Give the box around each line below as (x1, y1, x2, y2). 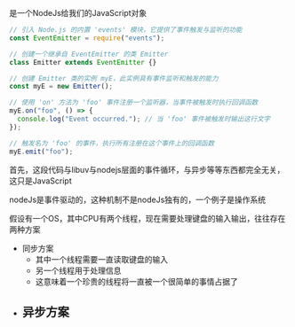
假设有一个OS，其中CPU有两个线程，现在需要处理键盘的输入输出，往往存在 (9, 213, 286, 223)
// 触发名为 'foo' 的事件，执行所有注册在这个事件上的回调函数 (9, 138, 215, 148)
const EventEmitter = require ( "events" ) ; (9, 34, 165, 43)
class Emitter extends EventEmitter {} (9, 58, 157, 66)
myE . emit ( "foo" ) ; (9, 147, 74, 156)
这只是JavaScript (9, 175, 73, 186)
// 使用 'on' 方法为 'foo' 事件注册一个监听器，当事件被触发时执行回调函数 (9, 98, 259, 107)
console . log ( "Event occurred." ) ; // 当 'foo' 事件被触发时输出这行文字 (17, 114, 271, 123)
